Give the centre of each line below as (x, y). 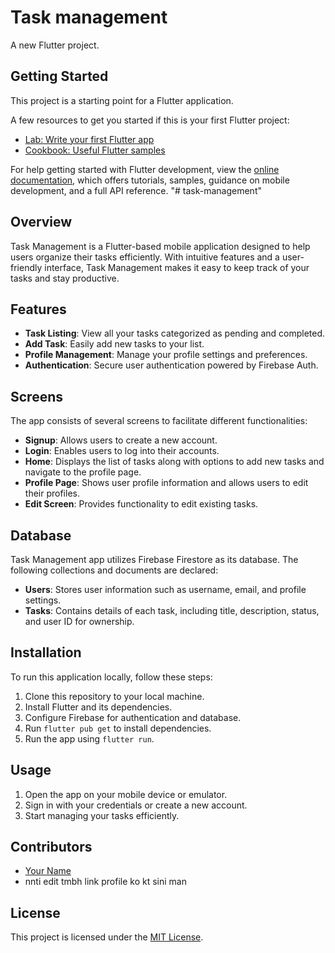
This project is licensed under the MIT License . (107, 937)
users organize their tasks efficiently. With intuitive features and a (145, 257)
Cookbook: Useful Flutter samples (95, 150)
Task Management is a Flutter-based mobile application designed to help (160, 246)
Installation (46, 652)
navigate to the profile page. (83, 472)
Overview (41, 222)
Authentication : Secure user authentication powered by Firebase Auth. (171, 365)
